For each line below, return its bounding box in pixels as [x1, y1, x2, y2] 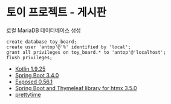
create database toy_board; [6, 39, 77, 45]
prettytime [15, 91, 41, 98]
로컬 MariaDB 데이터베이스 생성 [6, 27, 82, 34]
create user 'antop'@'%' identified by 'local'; [6, 44, 131, 50]
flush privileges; [6, 54, 53, 60]
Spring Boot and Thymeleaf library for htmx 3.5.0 [15, 84, 137, 91]
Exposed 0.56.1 [15, 78, 53, 85]
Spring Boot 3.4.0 [15, 71, 59, 79]
